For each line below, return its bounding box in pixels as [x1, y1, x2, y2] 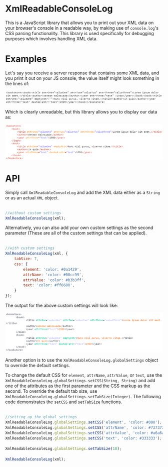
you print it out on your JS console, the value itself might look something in [5, 75, 159, 81]
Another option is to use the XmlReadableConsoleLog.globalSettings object [5, 357, 158, 363]
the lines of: [5, 80, 30, 86]
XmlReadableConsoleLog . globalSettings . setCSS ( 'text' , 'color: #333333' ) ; [5, 435, 162, 441]
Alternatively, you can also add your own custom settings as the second [5, 224, 153, 231]
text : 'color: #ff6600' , [23, 283, 75, 288]
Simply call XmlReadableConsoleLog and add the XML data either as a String [5, 189, 160, 195]
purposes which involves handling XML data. [5, 36, 98, 42]
